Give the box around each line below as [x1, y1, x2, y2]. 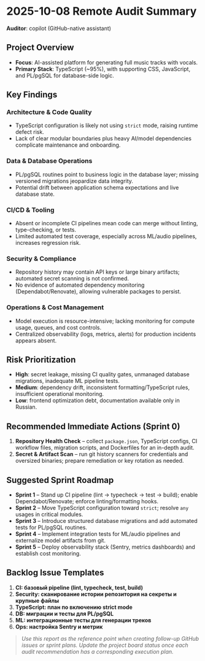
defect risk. [15, 128, 44, 136]
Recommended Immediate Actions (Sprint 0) [6, 421, 180, 431]
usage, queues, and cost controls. [15, 323, 102, 331]
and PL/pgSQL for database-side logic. [15, 72, 115, 79]
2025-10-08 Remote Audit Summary [6, 4, 197, 18]
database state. [15, 190, 55, 198]
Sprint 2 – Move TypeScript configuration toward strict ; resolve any [15, 504, 189, 512]
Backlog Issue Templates [6, 568, 104, 578]
